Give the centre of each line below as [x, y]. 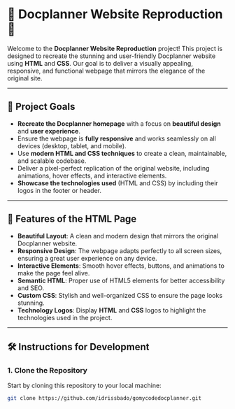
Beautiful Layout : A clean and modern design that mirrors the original [118, 236]
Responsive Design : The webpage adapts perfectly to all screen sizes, [120, 250]
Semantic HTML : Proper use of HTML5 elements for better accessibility [121, 280]
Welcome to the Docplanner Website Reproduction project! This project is [115, 48]
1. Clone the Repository [47, 370]
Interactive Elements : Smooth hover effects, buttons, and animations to [121, 266]
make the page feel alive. [54, 273]
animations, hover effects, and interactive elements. [92, 175]
